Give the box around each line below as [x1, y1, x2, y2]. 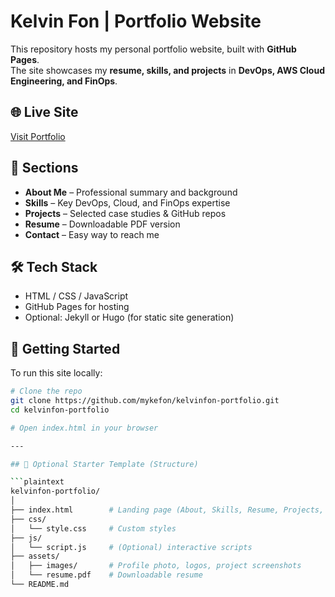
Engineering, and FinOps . [10, 75, 118, 87]
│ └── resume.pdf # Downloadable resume [10, 570, 203, 580]
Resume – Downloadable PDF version [24, 218, 181, 230]
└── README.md [10, 580, 70, 590]
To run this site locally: [10, 367, 103, 379]
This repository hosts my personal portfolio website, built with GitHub [10, 43, 297, 55]
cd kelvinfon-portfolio [10, 405, 110, 415]
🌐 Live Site [10, 104, 79, 121]
